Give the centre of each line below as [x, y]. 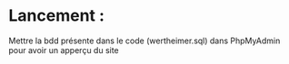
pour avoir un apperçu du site [64, 50]
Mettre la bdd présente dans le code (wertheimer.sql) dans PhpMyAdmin [144, 41]
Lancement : [57, 16]
